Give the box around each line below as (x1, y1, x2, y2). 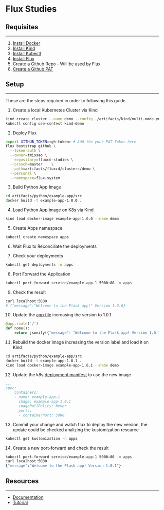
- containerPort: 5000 (18, 413, 65, 418)
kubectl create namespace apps (5, 235, 69, 239)
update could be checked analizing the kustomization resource (12, 427, 139, 433)
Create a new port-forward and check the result (12, 445, 109, 451)
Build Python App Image (12, 184, 61, 190)
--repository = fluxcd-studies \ (10, 157, 73, 163)
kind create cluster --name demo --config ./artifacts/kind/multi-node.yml (5, 116, 163, 121)
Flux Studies (5, 3, 57, 15)
